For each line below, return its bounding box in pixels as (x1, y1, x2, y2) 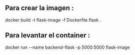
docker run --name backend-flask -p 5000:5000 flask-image (5, 44, 130, 50)
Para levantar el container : (5, 31, 90, 40)
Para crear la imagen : (5, 4, 74, 12)
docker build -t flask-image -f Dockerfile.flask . (5, 17, 102, 23)
